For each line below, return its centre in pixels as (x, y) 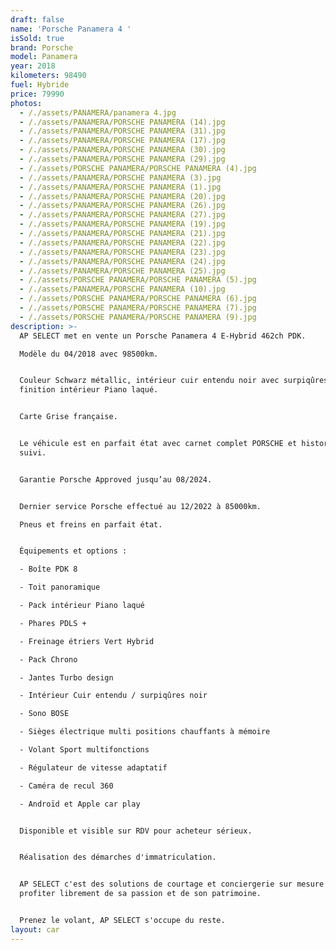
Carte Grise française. (68, 417)
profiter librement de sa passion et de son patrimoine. (140, 894)
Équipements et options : (73, 551)
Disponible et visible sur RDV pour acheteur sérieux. (136, 831)
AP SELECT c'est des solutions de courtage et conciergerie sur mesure (172, 884)
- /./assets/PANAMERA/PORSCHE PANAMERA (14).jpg (122, 122)
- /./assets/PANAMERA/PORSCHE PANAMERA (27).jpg (122, 215)
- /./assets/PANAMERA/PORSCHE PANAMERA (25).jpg (122, 271)
